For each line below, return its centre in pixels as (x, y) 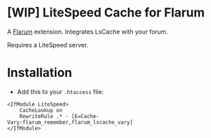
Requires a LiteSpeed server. (48, 45)
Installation (40, 73)
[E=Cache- (85, 116)
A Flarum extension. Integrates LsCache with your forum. (88, 32)
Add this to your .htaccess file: (60, 91)
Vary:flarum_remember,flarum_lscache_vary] (70, 122)
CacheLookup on (41, 110)
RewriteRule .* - (44, 116)
